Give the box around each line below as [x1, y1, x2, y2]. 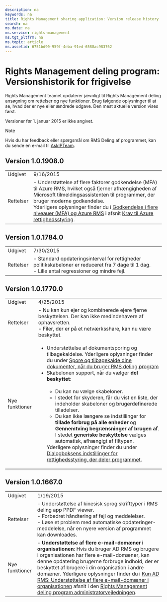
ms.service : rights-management [5, 30, 70, 35]
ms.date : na [5, 26, 30, 31]
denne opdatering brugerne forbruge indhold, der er [37, 558, 159, 565]
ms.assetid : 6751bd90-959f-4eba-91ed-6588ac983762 [5, 44, 112, 49]
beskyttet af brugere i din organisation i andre [37, 564, 144, 571]
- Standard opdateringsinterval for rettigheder [33, 255, 141, 262]
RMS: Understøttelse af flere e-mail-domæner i [37, 576, 149, 583]
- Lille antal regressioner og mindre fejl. [33, 268, 126, 274]
